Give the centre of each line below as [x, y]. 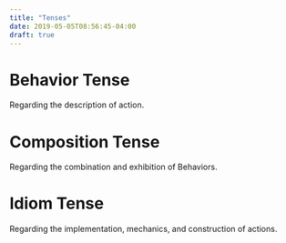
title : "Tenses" [40, 18]
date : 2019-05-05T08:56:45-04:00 [73, 26]
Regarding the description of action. [77, 105]
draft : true [32, 35]
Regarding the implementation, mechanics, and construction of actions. [143, 229]
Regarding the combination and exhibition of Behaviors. [113, 167]
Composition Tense [85, 142]
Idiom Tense [57, 203]
